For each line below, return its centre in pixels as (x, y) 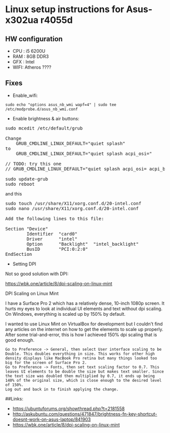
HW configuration (34, 39)
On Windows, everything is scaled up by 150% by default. (65, 314)
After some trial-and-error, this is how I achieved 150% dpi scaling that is (81, 335)
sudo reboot (20, 184)
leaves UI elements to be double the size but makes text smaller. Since (85, 372)
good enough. (20, 340)
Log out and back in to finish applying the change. (62, 389)
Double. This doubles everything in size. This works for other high (80, 354)
